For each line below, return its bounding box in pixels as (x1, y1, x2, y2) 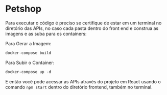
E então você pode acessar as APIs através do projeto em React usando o (5, 78, 161, 84)
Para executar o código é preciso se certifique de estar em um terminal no (5, 20, 162, 26)
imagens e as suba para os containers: (5, 30, 87, 37)
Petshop (5, 3, 42, 15)
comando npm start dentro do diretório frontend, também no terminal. (5, 84, 153, 90)
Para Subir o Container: (5, 59, 55, 66)
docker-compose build (5, 50, 52, 55)
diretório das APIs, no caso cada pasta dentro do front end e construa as (5, 25, 159, 31)
